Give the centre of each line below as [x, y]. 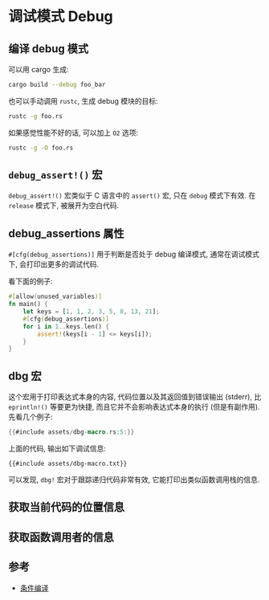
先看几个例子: [31, 417]
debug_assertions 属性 [66, 233]
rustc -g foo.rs [35, 116]
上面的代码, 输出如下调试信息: [57, 448]
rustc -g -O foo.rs [41, 148]
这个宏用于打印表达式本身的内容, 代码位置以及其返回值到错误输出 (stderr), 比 [135, 397]
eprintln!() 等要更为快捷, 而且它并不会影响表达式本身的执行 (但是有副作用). [134, 407]
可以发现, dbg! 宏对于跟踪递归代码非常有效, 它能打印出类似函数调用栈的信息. [134, 480]
